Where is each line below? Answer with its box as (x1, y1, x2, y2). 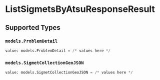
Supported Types (5, 23, 61, 32)
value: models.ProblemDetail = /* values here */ (5, 48, 111, 53)
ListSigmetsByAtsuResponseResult (5, 3, 155, 15)
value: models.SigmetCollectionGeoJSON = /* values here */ (5, 70, 133, 75)
